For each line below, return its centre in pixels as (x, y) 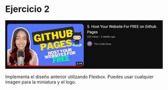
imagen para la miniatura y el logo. (41, 82)
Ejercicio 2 (27, 9)
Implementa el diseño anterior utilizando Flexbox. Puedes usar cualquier (79, 77)
